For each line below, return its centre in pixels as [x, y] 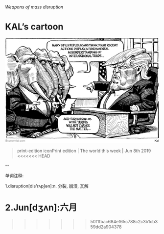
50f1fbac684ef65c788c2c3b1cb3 [124, 221]
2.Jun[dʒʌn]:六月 [41, 208]
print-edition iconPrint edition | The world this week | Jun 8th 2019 [84, 151]
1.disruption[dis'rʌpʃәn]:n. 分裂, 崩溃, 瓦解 [47, 186]
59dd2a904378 [106, 227]
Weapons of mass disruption [34, 7]
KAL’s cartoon [34, 26]
